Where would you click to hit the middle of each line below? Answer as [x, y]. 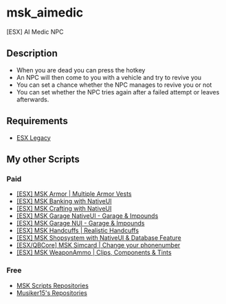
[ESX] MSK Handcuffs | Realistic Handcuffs [77, 231]
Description [32, 53]
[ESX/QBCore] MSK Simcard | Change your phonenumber [98, 245]
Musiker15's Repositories [52, 293]
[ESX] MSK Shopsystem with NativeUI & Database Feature [99, 238]
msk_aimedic [45, 13]
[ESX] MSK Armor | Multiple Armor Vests [74, 194]
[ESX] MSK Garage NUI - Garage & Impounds [80, 223]
